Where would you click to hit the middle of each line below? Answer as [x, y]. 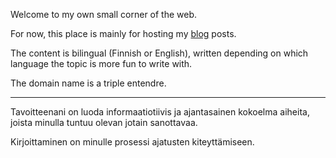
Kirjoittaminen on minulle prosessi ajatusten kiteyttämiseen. [132, 142]
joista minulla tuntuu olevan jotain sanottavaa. [104, 122]
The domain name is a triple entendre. [88, 83]
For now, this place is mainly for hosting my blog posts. [123, 33]
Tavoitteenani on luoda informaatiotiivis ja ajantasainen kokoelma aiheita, [160, 112]
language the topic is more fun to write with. [101, 63]
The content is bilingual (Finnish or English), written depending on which [159, 53]
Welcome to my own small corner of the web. [104, 14]
